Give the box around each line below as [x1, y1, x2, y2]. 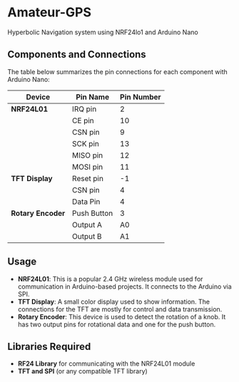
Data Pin [72, 197, 101, 207]
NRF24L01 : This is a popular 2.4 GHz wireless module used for [17, 274, 203, 283]
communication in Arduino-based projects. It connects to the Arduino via [17, 282, 232, 291]
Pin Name [76, 92, 109, 102]
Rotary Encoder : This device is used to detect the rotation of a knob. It [17, 312, 226, 321]
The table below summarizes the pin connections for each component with [7, 67, 228, 76]
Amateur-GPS [7, 4, 91, 21]
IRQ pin [72, 104, 97, 114]
